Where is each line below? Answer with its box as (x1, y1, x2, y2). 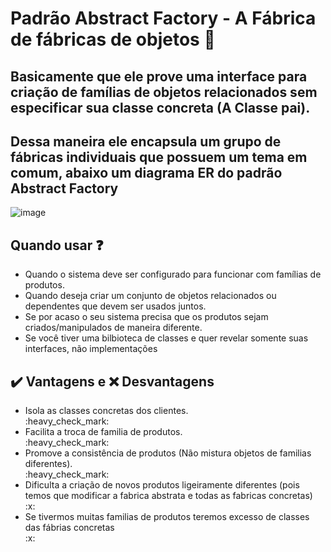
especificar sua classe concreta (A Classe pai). (10, 99, 311, 116)
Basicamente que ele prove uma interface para (10, 68, 308, 85)
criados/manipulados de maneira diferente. (24, 322, 203, 334)
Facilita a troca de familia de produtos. (24, 426, 183, 438)
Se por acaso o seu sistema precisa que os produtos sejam (24, 311, 269, 323)
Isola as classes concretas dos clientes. (24, 405, 189, 417)
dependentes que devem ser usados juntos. (24, 300, 207, 312)
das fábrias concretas (24, 522, 115, 534)
